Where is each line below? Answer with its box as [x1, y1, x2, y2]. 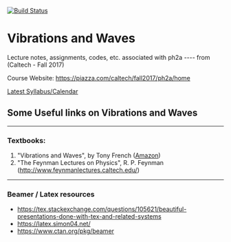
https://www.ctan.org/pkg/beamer [16, 227, 115, 235]
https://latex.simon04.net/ [16, 220, 91, 228]
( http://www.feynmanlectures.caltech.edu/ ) [16, 166, 140, 175]
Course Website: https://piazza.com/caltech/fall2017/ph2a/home [7, 74, 190, 82]
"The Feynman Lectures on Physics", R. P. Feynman [16, 159, 164, 167]
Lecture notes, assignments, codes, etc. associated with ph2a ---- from [7, 53, 210, 61]
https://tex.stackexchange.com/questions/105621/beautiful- [16, 205, 187, 213]
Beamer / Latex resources [7, 189, 95, 199]
